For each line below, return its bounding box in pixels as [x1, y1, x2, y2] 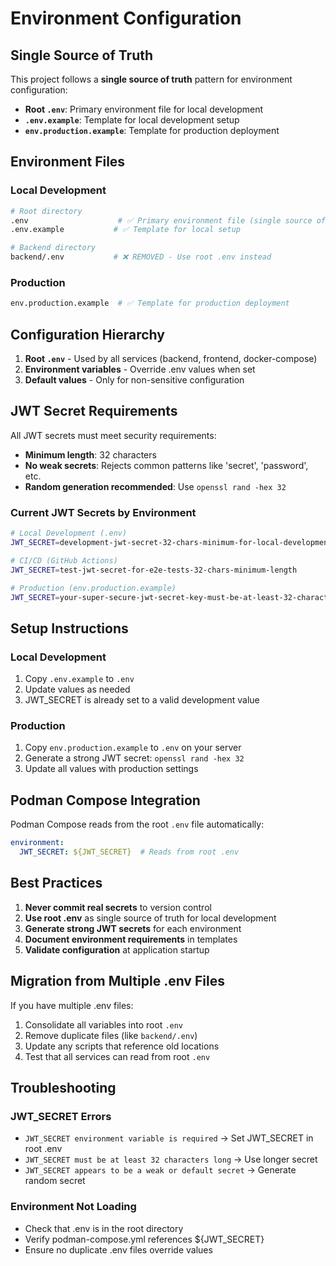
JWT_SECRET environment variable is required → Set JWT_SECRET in [24, 1132, 314, 1144]
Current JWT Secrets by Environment [10, 505, 197, 519]
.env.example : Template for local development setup [24, 114, 240, 126]
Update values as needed [24, 683, 131, 696]
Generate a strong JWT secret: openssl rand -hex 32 [24, 752, 245, 764]
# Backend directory [10, 243, 97, 253]
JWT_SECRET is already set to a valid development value [24, 694, 260, 706]
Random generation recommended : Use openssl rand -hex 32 [24, 480, 287, 492]
